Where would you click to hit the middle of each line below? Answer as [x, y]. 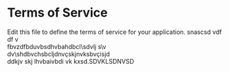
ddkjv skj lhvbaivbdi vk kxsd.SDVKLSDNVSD [71, 61]
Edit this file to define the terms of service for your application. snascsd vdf [114, 32]
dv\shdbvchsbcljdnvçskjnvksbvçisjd [59, 54]
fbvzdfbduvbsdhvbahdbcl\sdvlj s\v [57, 46]
